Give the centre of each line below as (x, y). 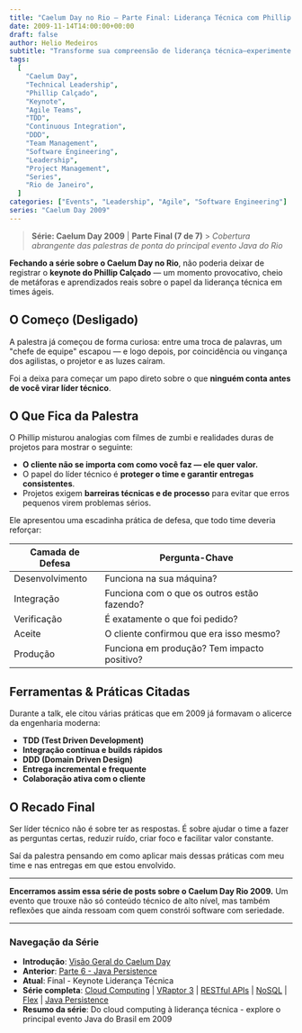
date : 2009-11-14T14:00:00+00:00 (72, 26)
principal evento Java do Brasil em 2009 (97, 1019)
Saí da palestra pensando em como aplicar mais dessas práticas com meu (147, 856)
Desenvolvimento (51, 579)
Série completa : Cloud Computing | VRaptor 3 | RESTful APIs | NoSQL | (155, 991)
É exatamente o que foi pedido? (171, 620)
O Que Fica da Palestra (74, 416)
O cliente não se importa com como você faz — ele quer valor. (140, 465)
